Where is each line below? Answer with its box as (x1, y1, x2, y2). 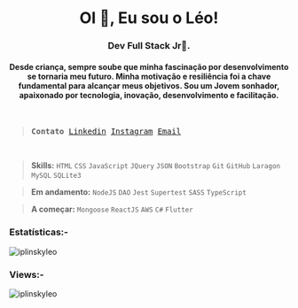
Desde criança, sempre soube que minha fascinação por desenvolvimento (9, 61, 289, 72)
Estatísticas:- (9, 226, 69, 238)
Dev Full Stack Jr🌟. (107, 40, 191, 52)
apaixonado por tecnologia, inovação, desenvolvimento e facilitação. (19, 89, 279, 100)
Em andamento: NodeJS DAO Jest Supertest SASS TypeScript (30, 187, 247, 197)
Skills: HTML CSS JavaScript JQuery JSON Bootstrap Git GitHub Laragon (30, 160, 281, 171)
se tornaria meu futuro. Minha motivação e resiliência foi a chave (27, 71, 271, 81)
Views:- (9, 268, 44, 281)
